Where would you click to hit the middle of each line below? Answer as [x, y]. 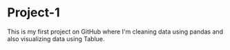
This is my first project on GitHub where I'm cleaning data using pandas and [115, 32]
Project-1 [33, 13]
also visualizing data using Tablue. [56, 38]
